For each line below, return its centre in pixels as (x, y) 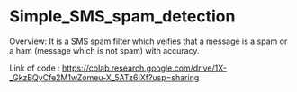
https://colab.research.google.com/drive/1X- (144, 68)
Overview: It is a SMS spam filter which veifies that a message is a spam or (148, 41)
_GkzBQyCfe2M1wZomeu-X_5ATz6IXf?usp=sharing (104, 77)
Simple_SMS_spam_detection (122, 17)
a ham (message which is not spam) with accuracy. (104, 50)
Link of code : (35, 68)
